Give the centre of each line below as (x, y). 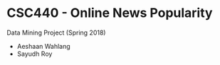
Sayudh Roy (35, 54)
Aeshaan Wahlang (43, 46)
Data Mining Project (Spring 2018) (56, 32)
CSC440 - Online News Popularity (110, 13)
